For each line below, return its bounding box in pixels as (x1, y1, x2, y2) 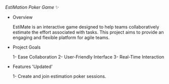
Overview (12, 14, 33, 20)
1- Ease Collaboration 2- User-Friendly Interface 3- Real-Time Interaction (12, 54, 164, 59)
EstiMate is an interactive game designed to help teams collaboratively (12, 24, 159, 29)
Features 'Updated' (12, 63, 53, 69)
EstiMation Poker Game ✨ (5, 4, 60, 10)
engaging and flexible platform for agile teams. (12, 34, 110, 40)
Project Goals (12, 44, 41, 50)
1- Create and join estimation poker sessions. (12, 73, 106, 79)
